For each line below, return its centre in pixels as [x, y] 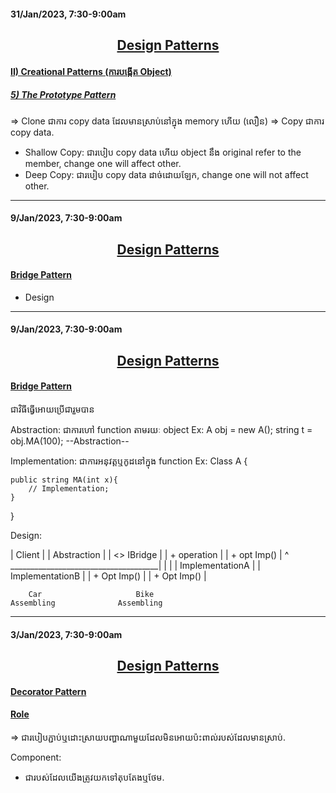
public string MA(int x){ [64, 480]
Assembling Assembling [86, 603]
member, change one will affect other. [103, 163]
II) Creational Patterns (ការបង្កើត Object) [91, 71]
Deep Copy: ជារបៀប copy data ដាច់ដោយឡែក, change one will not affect [166, 174]
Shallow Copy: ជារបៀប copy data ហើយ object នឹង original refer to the [163, 152]
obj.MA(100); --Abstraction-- [70, 441]
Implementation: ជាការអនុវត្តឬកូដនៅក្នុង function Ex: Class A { [129, 461]
